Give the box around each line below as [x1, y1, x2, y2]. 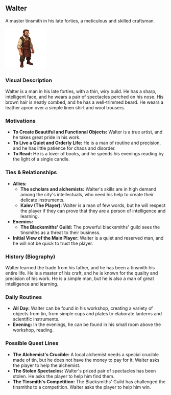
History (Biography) [5, 253, 56, 260]
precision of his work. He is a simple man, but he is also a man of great [5, 275, 154, 282]
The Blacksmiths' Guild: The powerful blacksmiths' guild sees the [20, 224, 160, 230]
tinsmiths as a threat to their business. [20, 229, 101, 236]
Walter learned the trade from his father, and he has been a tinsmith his [5, 265, 155, 270]
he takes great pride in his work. [12, 134, 81, 141]
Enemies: [12, 218, 33, 224]
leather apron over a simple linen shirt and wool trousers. [5, 105, 125, 111]
